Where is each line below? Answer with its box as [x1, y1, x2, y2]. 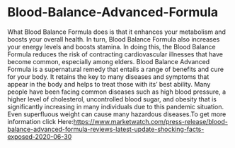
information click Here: [7, 117, 74, 125]
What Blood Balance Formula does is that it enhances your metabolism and [7, 27, 227, 36]
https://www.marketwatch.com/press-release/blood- [73, 117, 228, 125]
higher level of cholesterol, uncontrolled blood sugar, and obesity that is [7, 94, 217, 103]
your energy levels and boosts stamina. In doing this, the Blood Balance [7, 42, 216, 51]
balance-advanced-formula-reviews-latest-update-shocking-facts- [7, 125, 205, 133]
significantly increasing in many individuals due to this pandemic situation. [7, 102, 224, 111]
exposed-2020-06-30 [7, 132, 72, 141]
